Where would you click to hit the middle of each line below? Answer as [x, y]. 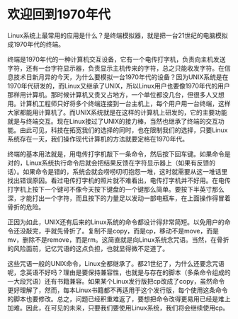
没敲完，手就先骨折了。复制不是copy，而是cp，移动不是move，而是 [119, 231]
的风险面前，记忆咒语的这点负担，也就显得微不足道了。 [88, 248]
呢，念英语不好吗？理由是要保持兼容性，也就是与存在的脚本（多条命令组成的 [119, 272]
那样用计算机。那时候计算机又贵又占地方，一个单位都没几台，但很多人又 [113, 94]
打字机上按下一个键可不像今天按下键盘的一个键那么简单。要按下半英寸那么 [116, 189]
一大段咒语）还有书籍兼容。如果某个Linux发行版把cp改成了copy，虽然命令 [116, 281]
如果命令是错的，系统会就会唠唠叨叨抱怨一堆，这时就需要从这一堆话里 [125, 171]
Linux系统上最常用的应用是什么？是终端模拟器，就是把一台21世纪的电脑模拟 [118, 35]
